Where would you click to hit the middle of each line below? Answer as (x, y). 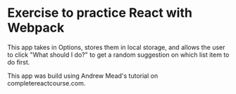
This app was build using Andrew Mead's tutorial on (83, 76)
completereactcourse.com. (46, 83)
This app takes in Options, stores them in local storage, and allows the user (116, 47)
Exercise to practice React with (100, 13)
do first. (19, 62)
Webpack (36, 28)
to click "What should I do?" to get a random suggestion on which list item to (118, 55)
